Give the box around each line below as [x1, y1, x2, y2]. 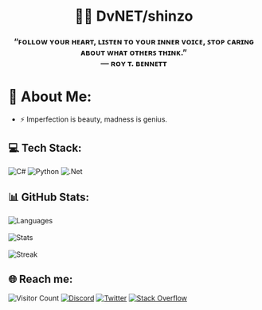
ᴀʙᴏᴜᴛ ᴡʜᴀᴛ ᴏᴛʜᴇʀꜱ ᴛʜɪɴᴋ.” [80, 47, 187, 58]
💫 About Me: [8, 87, 92, 106]
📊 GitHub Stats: [8, 191, 90, 204]
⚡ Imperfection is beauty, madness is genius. [19, 114, 168, 124]
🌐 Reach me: [8, 273, 73, 286]
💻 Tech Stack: [8, 141, 82, 155]
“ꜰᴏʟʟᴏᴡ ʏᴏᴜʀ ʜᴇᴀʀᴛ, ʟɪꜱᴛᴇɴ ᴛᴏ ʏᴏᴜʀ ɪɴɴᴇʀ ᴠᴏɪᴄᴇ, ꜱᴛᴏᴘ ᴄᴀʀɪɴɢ [13, 36, 254, 47]
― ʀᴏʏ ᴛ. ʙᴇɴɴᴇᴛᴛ [100, 58, 167, 69]
